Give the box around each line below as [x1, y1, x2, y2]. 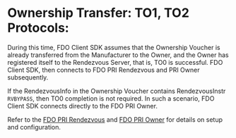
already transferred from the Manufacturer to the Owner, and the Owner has [7, 51, 229, 59]
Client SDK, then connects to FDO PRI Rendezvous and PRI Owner [7, 65, 200, 74]
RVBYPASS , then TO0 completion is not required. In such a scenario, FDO [7, 94, 215, 103]
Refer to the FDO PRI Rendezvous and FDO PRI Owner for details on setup [7, 115, 223, 124]
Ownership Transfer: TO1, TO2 [7, 5, 189, 21]
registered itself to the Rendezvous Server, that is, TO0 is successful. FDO [7, 58, 223, 66]
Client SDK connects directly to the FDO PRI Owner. [7, 101, 158, 110]
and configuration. [7, 123, 61, 131]
